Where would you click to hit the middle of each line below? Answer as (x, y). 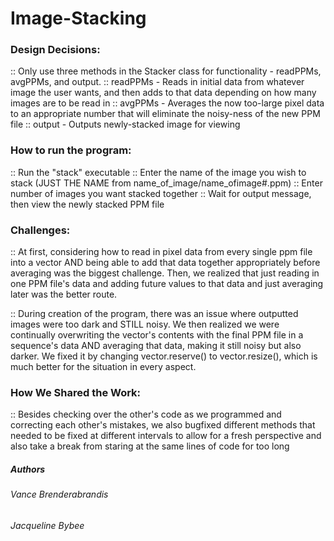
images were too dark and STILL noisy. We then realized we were (145, 324)
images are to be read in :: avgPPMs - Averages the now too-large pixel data (167, 103)
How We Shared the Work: (76, 392)
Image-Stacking (78, 18)
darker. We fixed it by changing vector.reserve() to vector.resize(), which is (164, 356)
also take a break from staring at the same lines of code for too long (150, 446)
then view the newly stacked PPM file (87, 204)
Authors (28, 469)
